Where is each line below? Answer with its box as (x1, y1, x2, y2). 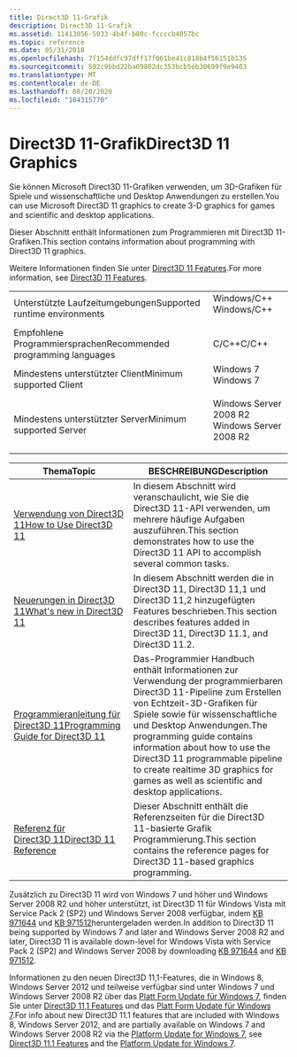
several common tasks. (133, 557, 230, 570)
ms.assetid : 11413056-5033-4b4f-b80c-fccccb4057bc (9, 29, 200, 38)
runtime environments (13, 307, 105, 320)
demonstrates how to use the (133, 535, 255, 548)
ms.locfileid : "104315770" (9, 95, 109, 105)
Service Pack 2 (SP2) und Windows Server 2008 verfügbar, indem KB (9, 908, 263, 919)
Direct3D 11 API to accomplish (133, 547, 262, 559)
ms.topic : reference (9, 37, 86, 47)
